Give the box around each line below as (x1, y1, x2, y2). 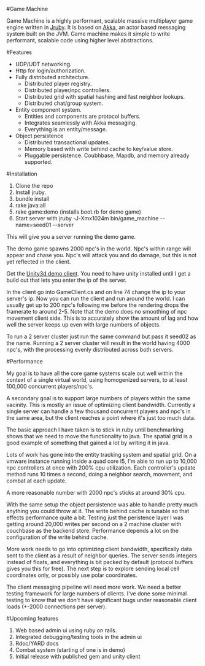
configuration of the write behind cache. (6, 533, 109, 541)
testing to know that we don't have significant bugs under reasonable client (6, 597, 197, 603)
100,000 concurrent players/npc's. (6, 383, 94, 390)
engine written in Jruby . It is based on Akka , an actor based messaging (6, 24, 186, 31)
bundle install (15, 195, 50, 202)
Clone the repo (15, 182, 53, 189)
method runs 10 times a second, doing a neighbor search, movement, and (6, 471, 193, 478)
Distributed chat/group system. (24, 99, 103, 107)
